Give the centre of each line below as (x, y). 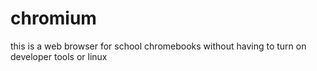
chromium (53, 18)
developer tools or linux (59, 56)
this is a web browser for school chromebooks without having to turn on (158, 46)
